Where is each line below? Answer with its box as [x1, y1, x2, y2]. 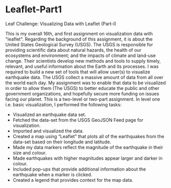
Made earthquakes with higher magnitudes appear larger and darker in [12, 155, 163, 161]
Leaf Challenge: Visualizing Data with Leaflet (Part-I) [5, 21, 117, 27]
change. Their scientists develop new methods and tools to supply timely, [5, 58, 161, 64]
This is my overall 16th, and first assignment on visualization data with [5, 30, 153, 36]
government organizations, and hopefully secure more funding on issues [5, 90, 159, 97]
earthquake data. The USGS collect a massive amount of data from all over [5, 74, 163, 80]
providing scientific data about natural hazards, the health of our [5, 47, 142, 53]
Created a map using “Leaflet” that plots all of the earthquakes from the [12, 133, 164, 139]
